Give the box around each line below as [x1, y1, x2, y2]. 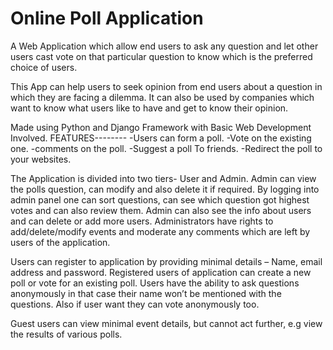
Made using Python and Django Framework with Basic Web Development [10, 121, 312, 133]
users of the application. [10, 236, 111, 248]
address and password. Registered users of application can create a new [10, 266, 312, 278]
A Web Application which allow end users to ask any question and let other [10, 40, 319, 52]
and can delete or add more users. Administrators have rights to [10, 215, 274, 227]
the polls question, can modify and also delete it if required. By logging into [10, 183, 320, 195]
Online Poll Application [10, 7, 204, 30]
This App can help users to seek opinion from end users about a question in [10, 80, 323, 92]
